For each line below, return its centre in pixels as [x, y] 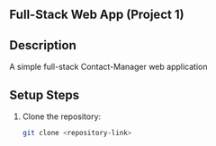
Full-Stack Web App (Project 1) [97, 15]
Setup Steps [44, 94]
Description [43, 45]
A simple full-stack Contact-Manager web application [108, 67]
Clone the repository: [62, 116]
